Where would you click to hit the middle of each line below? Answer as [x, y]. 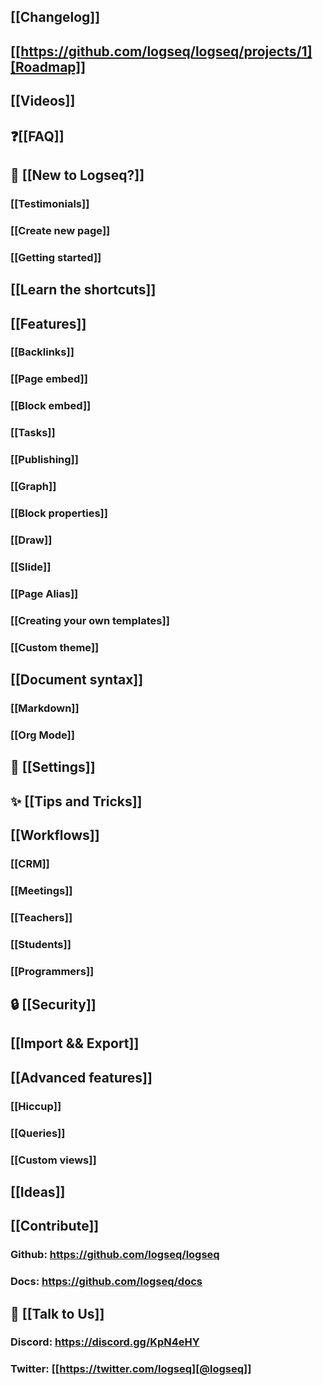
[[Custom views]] [53, 1160]
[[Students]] [41, 944]
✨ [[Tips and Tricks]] [76, 801]
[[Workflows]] [55, 835]
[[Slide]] [31, 567]
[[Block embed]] [51, 406]
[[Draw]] [31, 540]
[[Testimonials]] [50, 203]
